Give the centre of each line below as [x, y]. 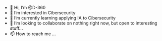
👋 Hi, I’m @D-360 [28, 8]
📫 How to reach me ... [33, 34]
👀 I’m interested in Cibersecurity [43, 13]
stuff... [16, 28]
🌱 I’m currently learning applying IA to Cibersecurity [63, 18]
